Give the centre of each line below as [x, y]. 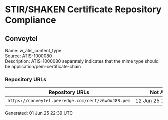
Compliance [31, 20]
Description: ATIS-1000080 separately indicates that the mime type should [82, 61]
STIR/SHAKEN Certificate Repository [83, 9]
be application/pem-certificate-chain [43, 67]
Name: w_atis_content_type [33, 50]
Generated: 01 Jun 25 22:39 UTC [39, 113]
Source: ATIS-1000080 [29, 56]
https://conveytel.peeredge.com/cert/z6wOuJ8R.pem [69, 101]
